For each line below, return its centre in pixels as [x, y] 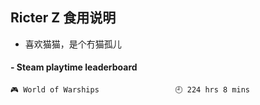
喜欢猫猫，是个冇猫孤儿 [73, 44]
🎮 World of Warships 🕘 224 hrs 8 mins [130, 90]
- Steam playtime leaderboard [74, 67]
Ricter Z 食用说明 [63, 18]
